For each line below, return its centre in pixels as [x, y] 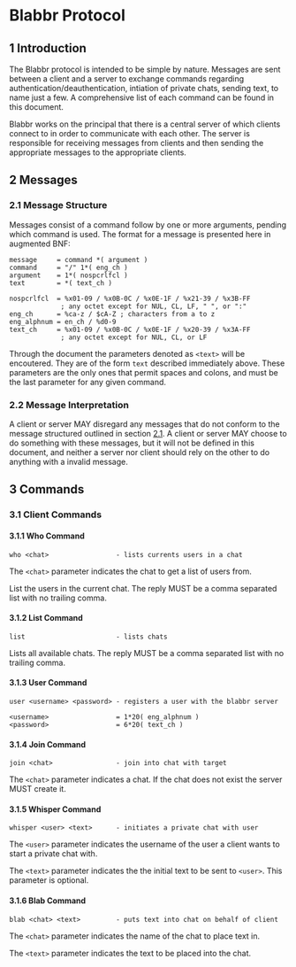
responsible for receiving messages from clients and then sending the [137, 143]
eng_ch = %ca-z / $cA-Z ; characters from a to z [112, 314]
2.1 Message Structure [58, 205]
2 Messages [43, 180]
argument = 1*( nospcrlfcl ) [68, 275]
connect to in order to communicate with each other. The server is [129, 133]
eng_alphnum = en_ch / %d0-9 [63, 321]
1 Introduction [48, 48]
